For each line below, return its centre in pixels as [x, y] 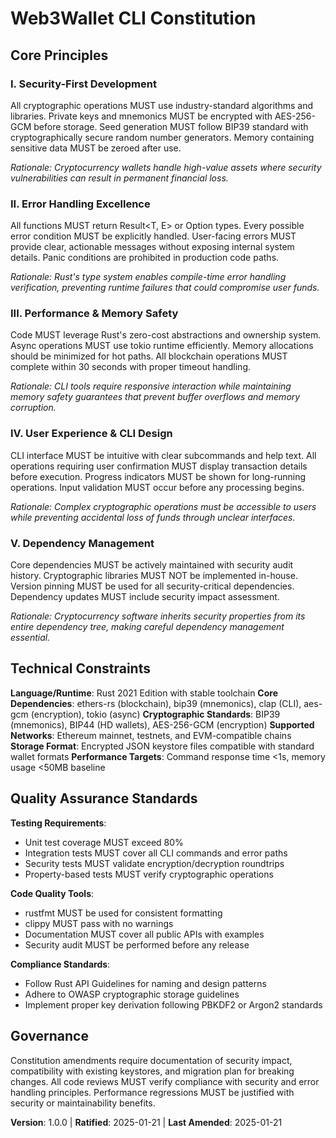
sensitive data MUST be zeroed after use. [96, 148]
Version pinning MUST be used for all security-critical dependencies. [152, 586]
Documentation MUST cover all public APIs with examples [144, 934]
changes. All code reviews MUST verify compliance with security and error [165, 1081]
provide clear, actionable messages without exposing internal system [152, 247]
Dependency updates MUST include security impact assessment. [145, 597]
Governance [49, 1036]
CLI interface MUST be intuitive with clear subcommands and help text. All [163, 455]
